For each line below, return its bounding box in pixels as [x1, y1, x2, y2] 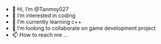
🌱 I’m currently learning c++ [11, 18, 82, 25]
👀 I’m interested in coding [11, 12, 76, 19]
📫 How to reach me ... [11, 32, 68, 38]
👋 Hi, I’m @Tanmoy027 [11, 6, 69, 12]
